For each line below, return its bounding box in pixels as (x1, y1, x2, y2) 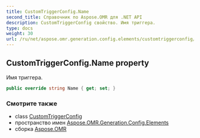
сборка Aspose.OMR (14, 125, 67, 132)
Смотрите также (6, 99, 58, 107)
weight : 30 (6, 31, 33, 37)
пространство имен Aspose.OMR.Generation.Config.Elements (14, 119, 169, 126)
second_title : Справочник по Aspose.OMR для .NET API (6, 14, 143, 20)
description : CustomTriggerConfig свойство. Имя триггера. (6, 20, 156, 25)
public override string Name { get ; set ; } (6, 85, 116, 91)
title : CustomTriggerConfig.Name (6, 8, 89, 15)
